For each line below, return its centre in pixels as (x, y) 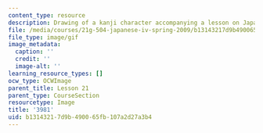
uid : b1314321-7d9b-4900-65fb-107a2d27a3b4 (80, 117)
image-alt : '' (38, 66)
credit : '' (33, 59)
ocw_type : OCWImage (40, 81)
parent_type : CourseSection (54, 95)
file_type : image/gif (43, 37)
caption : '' (35, 52)
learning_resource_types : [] (56, 74)
